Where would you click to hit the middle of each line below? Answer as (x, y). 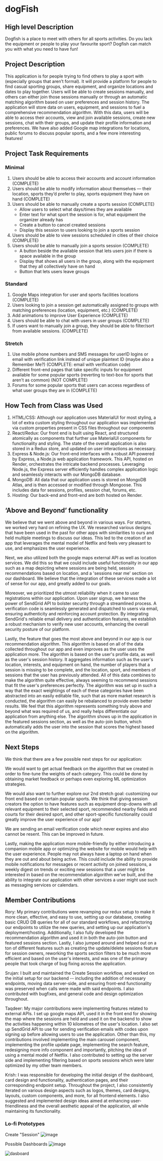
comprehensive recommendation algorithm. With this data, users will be (77, 112)
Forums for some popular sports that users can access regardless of (81, 385)
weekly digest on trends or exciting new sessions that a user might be (75, 869)
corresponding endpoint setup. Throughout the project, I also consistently (79, 1085)
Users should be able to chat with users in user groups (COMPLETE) (81, 320)
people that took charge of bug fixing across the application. (66, 964)
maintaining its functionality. (33, 1111)
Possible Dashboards (26, 1144)
